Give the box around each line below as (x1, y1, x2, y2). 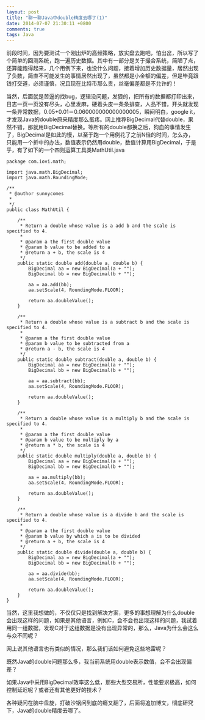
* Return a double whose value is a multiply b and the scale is (20, 415, 190, 422)
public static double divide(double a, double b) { (17, 549, 151, 555)
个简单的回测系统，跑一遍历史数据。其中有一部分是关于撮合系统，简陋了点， (6, 57, 199, 64)
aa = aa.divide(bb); (28, 571, 81, 577)
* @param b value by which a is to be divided (20, 533, 140, 540)
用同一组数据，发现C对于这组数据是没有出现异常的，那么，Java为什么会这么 (6, 625, 199, 632)
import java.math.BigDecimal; (6, 169, 84, 176)
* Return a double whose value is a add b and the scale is (20, 223, 176, 229)
